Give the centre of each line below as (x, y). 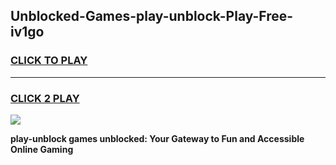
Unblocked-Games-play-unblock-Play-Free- (152, 16)
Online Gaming (42, 149)
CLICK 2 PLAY (45, 98)
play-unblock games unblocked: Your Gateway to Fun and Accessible (157, 138)
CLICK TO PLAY (49, 61)
